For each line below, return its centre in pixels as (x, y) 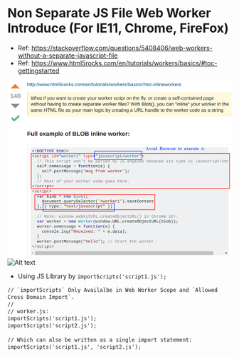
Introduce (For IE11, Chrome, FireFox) (118, 28)
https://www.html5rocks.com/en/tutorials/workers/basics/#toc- (124, 63)
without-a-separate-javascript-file (68, 56)
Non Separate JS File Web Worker (109, 13)
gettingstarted (38, 70)
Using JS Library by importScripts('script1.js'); (92, 276)
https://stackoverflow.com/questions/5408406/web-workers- (122, 48)
